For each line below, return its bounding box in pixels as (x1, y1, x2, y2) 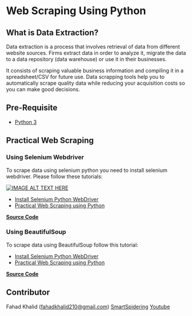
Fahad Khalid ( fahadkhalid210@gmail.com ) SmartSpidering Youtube (6, 303, 170, 310)
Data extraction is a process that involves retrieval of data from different (6, 43, 180, 50)
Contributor (6, 287, 50, 298)
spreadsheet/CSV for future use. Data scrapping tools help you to (6, 74, 165, 80)
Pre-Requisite (6, 103, 58, 113)
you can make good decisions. (6, 86, 80, 92)
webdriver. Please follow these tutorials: (6, 172, 103, 180)
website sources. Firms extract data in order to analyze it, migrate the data (6, 49, 186, 56)
